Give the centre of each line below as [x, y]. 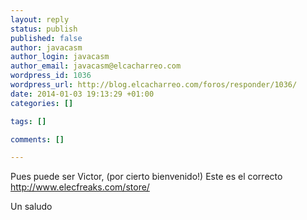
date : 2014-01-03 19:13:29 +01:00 [82, 94]
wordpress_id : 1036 [51, 76]
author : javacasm [46, 47]
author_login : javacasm [60, 57]
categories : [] [42, 103]
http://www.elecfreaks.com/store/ [80, 187]
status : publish [44, 29]
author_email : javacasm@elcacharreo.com [96, 66]
